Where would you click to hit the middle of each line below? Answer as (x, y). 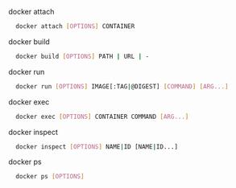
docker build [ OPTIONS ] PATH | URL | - (83, 56)
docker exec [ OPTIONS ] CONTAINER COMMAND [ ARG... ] (102, 116)
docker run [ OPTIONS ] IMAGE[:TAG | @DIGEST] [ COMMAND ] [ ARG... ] (122, 86)
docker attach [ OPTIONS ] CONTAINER (75, 27)
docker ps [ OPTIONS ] (50, 177)
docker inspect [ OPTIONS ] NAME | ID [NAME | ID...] (97, 147)
